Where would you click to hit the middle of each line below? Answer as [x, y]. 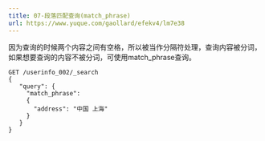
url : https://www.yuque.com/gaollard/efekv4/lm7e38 [96, 23]
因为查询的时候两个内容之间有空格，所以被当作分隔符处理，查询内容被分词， [135, 47]
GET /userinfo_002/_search [53, 72]
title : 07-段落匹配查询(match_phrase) [69, 16]
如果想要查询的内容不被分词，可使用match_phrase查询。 [102, 57]
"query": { [37, 86]
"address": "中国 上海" [71, 109]
